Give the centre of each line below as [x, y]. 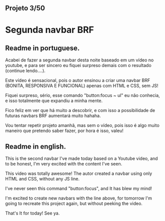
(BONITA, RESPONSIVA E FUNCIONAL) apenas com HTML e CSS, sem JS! [82, 86]
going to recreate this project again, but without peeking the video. [74, 203]
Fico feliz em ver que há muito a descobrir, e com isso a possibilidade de [80, 110]
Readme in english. [36, 146]
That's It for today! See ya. [32, 213]
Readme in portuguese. [42, 48]
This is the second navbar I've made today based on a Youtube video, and [82, 158]
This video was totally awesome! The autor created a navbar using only [79, 173]
